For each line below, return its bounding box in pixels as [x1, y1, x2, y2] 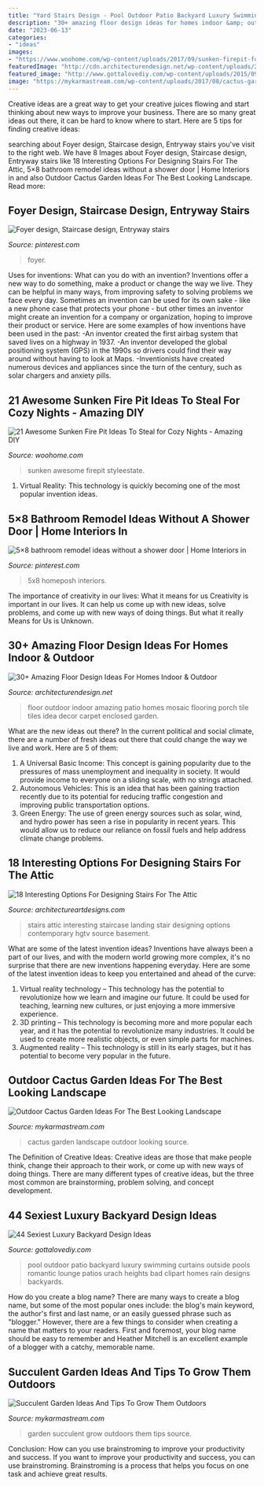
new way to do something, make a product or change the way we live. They [8, 279, 253, 288]
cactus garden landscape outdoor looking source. [27, 1137, 189, 1147]
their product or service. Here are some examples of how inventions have [8, 320, 246, 331]
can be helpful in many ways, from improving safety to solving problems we [8, 287, 254, 297]
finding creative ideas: [8, 124, 81, 134]
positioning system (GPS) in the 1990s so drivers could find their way [8, 346, 232, 355]
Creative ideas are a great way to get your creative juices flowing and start [8, 99, 250, 109]
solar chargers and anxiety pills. [8, 371, 112, 380]
